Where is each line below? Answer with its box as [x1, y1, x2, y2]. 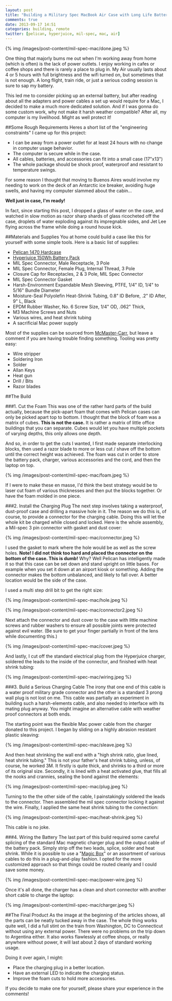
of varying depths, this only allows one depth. [5, 431, 102, 436]
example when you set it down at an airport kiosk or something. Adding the [5, 566, 164, 572]
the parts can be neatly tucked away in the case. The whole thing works [5, 917, 157, 923]
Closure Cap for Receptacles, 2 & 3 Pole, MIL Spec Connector [12, 271, 143, 277]
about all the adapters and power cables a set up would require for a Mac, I [5, 98, 164, 104]
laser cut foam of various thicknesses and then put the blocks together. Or [5, 487, 162, 494]
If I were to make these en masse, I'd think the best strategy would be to [5, 482, 158, 488]
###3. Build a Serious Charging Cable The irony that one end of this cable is [5, 684, 166, 690]
